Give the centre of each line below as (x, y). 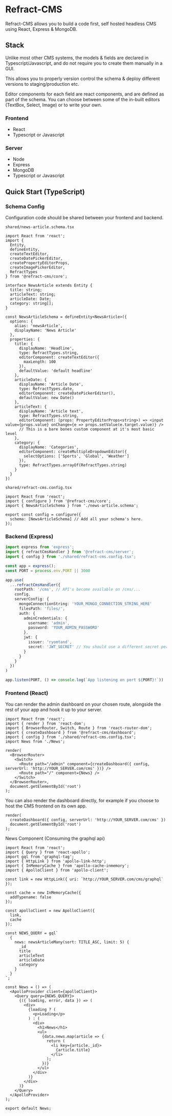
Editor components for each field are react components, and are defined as (85, 94)
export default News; (28, 1109)
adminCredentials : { (46, 618)
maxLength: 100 (40, 362)
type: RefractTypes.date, (46, 389)
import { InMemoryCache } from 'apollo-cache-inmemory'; (67, 866)
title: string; (26, 290)
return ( (56, 1041)
